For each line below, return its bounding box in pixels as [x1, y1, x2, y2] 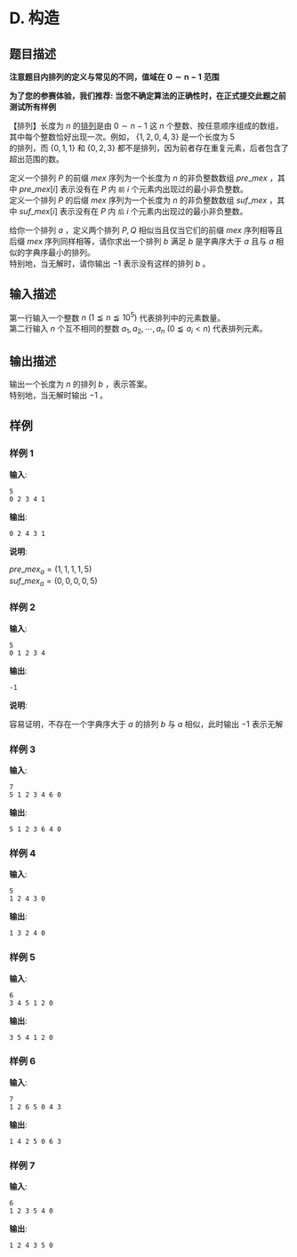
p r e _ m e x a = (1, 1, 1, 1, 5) [9, 564, 92, 576]
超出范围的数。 [9, 154, 64, 164]
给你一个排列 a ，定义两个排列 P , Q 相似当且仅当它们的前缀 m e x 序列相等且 [9, 225, 283, 236]
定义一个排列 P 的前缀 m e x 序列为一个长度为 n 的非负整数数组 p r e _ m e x [9, 172, 269, 183]
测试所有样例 [9, 101, 56, 112]
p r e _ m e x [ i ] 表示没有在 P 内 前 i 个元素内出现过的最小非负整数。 [19, 184, 249, 194]
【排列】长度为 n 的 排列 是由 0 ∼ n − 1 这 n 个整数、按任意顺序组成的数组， [9, 121, 284, 131]
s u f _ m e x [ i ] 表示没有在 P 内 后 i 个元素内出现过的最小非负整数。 [19, 206, 248, 216]
